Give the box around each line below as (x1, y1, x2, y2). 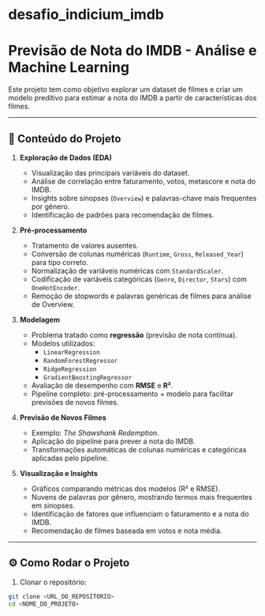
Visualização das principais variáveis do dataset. (31, 168, 190, 177)
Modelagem (19, 315, 61, 324)
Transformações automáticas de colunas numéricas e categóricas (31, 444, 247, 454)
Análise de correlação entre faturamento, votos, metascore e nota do (31, 176, 256, 186)
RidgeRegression (43, 365, 97, 373)
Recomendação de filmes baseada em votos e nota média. (31, 526, 222, 535)
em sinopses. (31, 501, 75, 510)
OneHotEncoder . (31, 282, 80, 292)
